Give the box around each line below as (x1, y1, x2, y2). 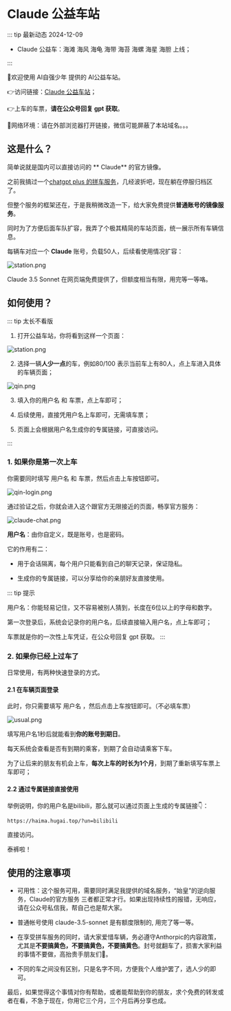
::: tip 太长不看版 (7, 317, 54, 325)
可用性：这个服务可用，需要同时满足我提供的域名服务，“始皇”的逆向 (16, 886, 210, 895)
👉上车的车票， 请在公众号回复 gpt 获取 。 (7, 104, 124, 112)
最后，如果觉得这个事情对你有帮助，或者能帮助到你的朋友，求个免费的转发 (7, 988, 218, 997)
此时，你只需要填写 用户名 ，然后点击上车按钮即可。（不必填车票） (7, 702, 195, 710)
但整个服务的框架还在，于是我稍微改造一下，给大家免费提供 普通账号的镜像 (7, 200, 218, 209)
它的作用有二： (7, 544, 49, 553)
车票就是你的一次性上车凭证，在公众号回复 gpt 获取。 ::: (7, 632, 166, 641)
